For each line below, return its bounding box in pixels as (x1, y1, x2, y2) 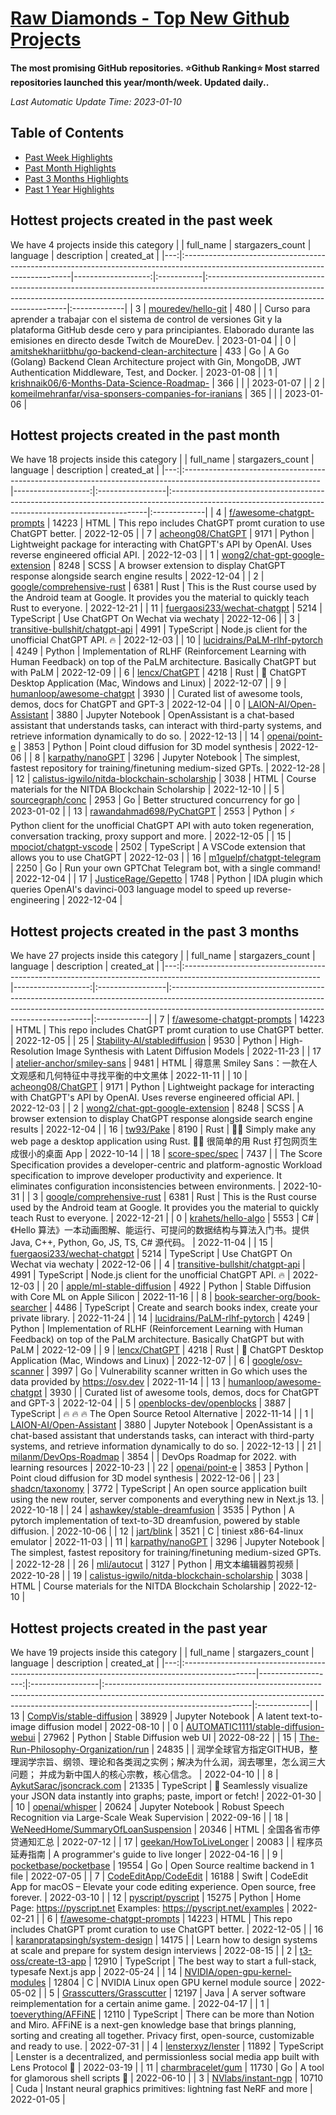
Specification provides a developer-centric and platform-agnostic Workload (10, 1159, 323, 1171)
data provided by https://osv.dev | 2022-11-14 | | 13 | (10, 1376, 227, 1388)
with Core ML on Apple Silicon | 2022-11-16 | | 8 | (10, 1291, 213, 1303)
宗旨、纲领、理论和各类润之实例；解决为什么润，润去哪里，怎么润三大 (36, 1756, 326, 1767)
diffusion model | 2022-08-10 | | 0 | (38, 1721, 184, 1732)
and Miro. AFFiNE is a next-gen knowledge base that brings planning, (10, 2019, 297, 2031)
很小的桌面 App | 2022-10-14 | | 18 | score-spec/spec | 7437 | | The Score (18, 1148, 323, 1160)
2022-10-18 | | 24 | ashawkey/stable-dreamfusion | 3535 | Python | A (10, 1504, 295, 1516)
